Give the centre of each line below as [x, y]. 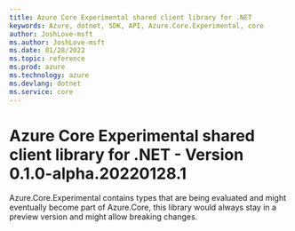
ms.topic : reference [48, 59]
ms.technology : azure [49, 76]
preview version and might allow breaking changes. [104, 217]
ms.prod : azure [37, 68]
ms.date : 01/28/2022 [48, 51]
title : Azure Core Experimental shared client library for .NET [131, 17]
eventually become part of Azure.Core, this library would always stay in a [143, 207]
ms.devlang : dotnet [45, 84]
